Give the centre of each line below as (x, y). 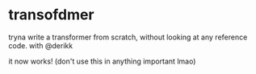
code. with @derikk (41, 45)
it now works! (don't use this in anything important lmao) (102, 61)
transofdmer (51, 15)
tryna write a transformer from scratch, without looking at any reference (128, 37)
